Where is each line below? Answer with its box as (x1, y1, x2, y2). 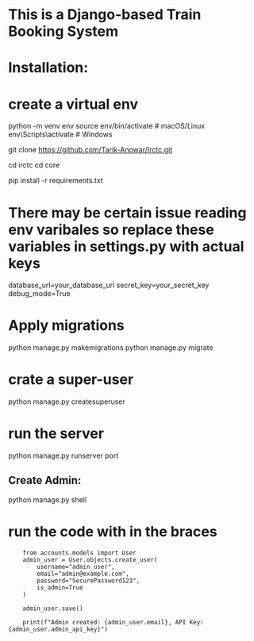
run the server (8, 424, 105, 443)
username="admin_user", (37, 562, 115, 570)
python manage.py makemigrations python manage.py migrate (8, 343, 214, 352)
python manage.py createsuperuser (8, 397, 125, 406)
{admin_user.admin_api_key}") (8, 625, 109, 633)
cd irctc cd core (8, 160, 60, 170)
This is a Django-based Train (8, 6, 202, 24)
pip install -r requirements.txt (8, 176, 103, 186)
